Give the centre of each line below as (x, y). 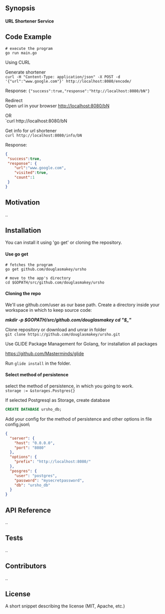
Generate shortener (26, 72)
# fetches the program (29, 265)
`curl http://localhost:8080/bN (36, 121)
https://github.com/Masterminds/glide (45, 353)
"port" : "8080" (30, 448)
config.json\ (18, 424)
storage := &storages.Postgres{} (40, 391)
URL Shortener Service (30, 21)
